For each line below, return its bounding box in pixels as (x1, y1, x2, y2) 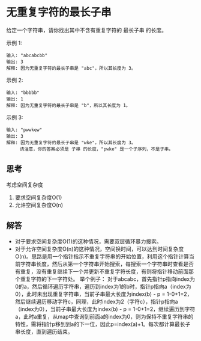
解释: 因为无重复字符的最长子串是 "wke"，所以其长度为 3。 (6, 140, 136, 146)
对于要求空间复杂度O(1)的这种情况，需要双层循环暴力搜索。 (14, 238, 162, 245)
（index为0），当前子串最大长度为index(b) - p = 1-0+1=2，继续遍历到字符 (14, 305, 196, 313)
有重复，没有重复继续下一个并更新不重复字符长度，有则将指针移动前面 (14, 268, 189, 275)
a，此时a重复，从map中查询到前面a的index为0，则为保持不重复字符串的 (14, 313, 194, 320)
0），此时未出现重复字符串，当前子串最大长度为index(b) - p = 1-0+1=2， (14, 290, 193, 298)
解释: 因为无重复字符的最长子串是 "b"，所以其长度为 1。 (6, 102, 131, 108)
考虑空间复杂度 (6, 181, 43, 188)
